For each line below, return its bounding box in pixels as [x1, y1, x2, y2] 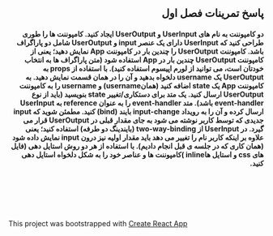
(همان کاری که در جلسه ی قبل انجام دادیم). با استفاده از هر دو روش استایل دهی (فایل [11, 141, 264, 151]
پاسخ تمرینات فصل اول [161, 6, 264, 20]
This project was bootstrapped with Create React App [8, 218, 188, 228]
